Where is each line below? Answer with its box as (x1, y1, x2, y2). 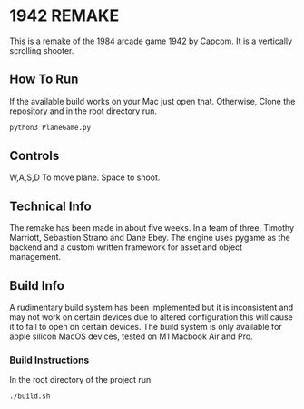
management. (9, 252, 62, 263)
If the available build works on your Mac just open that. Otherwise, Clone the (9, 95, 296, 106)
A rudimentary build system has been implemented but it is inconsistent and (9, 302, 293, 314)
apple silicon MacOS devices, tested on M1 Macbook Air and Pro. (9, 331, 253, 342)
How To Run (9, 72, 79, 87)
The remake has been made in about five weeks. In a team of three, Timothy (9, 223, 295, 234)
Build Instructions (9, 354, 90, 366)
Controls (9, 148, 60, 164)
